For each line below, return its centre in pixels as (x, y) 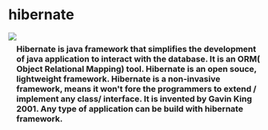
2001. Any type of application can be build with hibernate (130, 108)
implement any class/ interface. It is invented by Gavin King (134, 99)
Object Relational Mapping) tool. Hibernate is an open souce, (137, 69)
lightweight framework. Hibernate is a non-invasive (118, 79)
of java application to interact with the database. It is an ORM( (138, 59)
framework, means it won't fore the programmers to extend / (136, 89)
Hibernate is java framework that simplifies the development (136, 49)
